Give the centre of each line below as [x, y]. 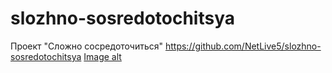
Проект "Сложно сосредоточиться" [87, 46]
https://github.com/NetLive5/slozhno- [243, 46]
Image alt [102, 56]
